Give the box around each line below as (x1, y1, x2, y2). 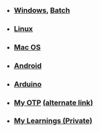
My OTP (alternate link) (13, 98, 93, 107)
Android (13, 60, 42, 70)
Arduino (13, 79, 42, 89)
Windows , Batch (13, 5, 70, 15)
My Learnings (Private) (13, 116, 93, 126)
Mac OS (13, 42, 41, 52)
